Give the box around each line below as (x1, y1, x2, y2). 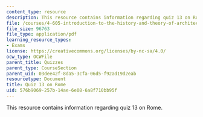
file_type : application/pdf (6, 31, 77, 37)
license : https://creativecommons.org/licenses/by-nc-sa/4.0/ (6, 48, 166, 54)
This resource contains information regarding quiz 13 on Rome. (6, 104, 163, 111)
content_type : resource (6, 8, 66, 15)
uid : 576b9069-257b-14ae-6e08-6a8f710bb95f (6, 87, 118, 93)
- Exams (6, 43, 26, 49)
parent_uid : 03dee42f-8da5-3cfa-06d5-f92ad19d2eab (6, 71, 137, 77)
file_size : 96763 (6, 25, 50, 32)
